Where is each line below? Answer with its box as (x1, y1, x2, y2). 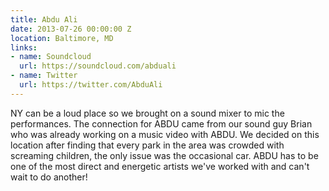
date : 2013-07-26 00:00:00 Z (10, 24, 132, 34)
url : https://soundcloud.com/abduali (19, 61, 177, 71)
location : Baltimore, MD (10, 33, 114, 43)
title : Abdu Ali (10, 14, 78, 25)
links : (10, 42, 38, 53)
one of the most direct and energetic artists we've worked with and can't (10, 160, 310, 172)
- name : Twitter (10, 71, 78, 81)
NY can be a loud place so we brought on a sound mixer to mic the (10, 107, 285, 119)
